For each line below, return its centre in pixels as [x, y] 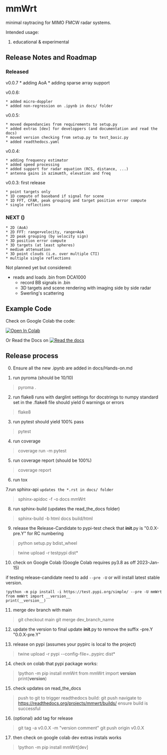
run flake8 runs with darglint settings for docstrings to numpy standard [85, 397]
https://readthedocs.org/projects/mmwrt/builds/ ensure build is [83, 703]
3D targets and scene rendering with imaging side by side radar [86, 288]
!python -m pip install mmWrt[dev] [53, 747]
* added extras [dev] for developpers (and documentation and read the [82, 129]
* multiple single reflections [38, 258]
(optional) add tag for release [43, 718]
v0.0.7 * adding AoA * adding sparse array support [58, 82]
